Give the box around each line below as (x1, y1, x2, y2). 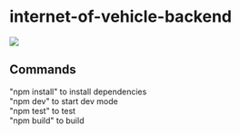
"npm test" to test (9, 105, 75, 116)
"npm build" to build (9, 115, 85, 126)
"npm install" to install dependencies (9, 86, 147, 97)
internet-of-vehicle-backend (9, 6, 232, 27)
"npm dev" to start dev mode (9, 95, 118, 106)
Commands (9, 62, 77, 78)
